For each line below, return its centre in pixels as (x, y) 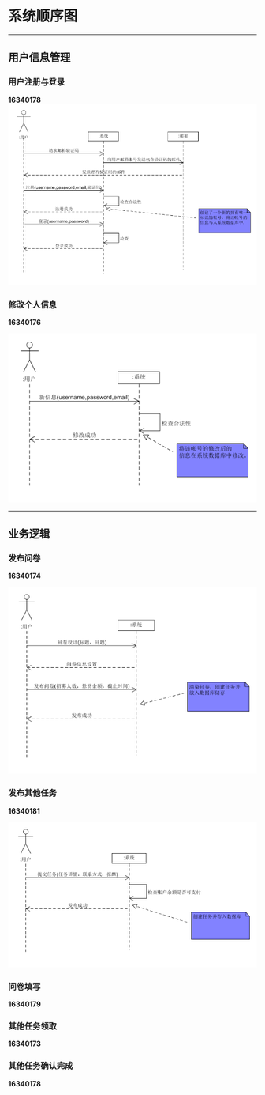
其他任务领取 (33, 1026)
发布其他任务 (33, 793)
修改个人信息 (33, 304)
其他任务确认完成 (41, 1066)
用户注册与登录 (37, 82)
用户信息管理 (39, 57)
